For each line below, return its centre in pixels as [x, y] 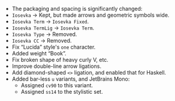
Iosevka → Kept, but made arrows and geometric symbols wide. [90, 15]
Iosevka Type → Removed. [44, 34]
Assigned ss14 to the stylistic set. [62, 92]
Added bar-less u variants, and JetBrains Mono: [71, 79]
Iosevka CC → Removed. [42, 41]
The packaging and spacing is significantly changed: [77, 9]
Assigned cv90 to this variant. [57, 85]
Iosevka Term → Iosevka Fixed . [50, 21]
